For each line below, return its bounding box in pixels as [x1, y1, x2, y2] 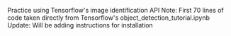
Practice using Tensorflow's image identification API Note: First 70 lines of [7, 6, 225, 14]
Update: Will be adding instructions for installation [7, 21, 154, 29]
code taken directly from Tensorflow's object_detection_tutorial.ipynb [7, 13, 210, 22]
